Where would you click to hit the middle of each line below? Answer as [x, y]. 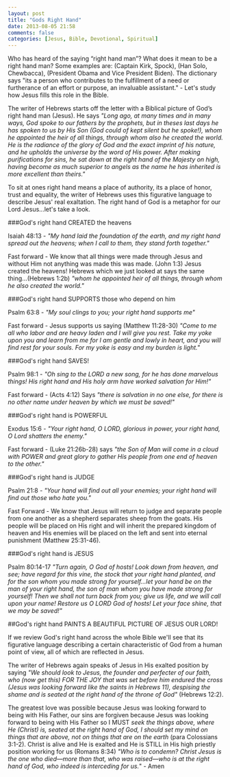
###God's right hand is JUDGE [51, 477]
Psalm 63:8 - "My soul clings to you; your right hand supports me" [102, 313]
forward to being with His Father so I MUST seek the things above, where [111, 723]
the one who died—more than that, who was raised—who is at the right [108, 759]
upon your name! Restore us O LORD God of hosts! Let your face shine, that [115, 604]
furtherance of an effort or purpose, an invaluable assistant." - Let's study [112, 88]
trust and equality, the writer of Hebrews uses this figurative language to [110, 195]
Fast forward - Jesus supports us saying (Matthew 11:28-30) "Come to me [113, 326]
